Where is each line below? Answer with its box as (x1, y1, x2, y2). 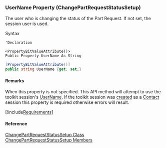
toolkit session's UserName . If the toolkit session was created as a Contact (5, 94, 159, 100)
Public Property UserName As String (5, 53, 81, 59)
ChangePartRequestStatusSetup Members (5, 137, 92, 143)
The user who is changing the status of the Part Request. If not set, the (5, 16, 151, 22)
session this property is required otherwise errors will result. (5, 99, 129, 105)
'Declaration (5, 40, 32, 45)
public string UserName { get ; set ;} (5, 67, 81, 72)
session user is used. (5, 21, 49, 27)
